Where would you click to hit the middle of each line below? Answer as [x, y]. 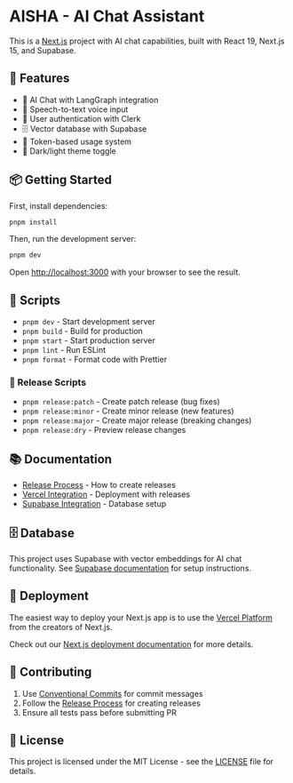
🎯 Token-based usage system [76, 141]
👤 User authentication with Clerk [81, 118]
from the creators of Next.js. [61, 627]
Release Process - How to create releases [99, 485]
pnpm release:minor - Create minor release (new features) [128, 411]
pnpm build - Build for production [83, 332]
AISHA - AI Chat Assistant [107, 16]
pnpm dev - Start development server [88, 322]
